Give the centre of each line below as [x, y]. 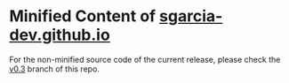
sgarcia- [191, 16]
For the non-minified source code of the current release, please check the [145, 59]
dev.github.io [60, 35]
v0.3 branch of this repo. [55, 69]
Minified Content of [83, 16]
